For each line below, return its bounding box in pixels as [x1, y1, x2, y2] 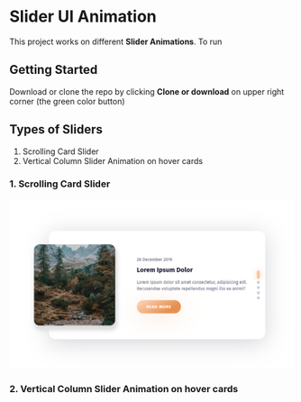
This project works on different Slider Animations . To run [9, 36, 223, 47]
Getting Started [9, 62, 98, 78]
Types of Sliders [9, 122, 104, 137]
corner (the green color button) [9, 96, 125, 106]
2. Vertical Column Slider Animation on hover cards [9, 383, 239, 396]
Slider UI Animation [9, 6, 158, 27]
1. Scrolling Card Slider [9, 178, 111, 190]
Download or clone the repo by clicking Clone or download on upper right [9, 86, 285, 96]
